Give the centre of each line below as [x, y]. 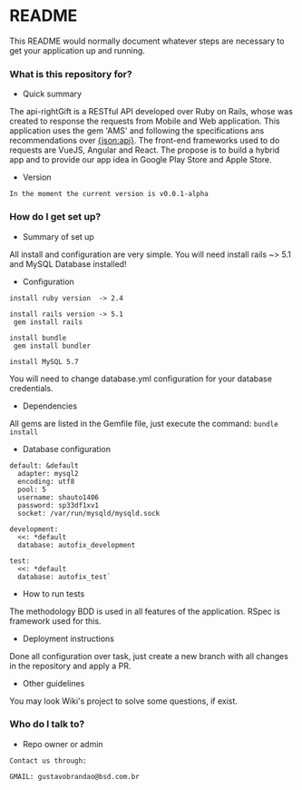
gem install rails [48, 322]
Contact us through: [49, 760]
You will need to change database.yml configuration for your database [141, 379]
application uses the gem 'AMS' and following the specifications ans [137, 131]
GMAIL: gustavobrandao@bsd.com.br [75, 776]
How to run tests [54, 593]
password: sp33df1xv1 [58, 505]
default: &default [44, 465]
